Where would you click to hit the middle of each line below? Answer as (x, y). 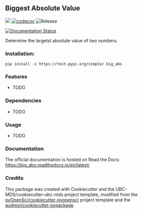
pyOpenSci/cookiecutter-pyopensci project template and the (68, 200)
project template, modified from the (101, 194)
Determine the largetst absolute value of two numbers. (61, 40)
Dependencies (23, 101)
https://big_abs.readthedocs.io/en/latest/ (47, 165)
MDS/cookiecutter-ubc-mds (34, 194)
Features (16, 77)
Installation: (20, 53)
